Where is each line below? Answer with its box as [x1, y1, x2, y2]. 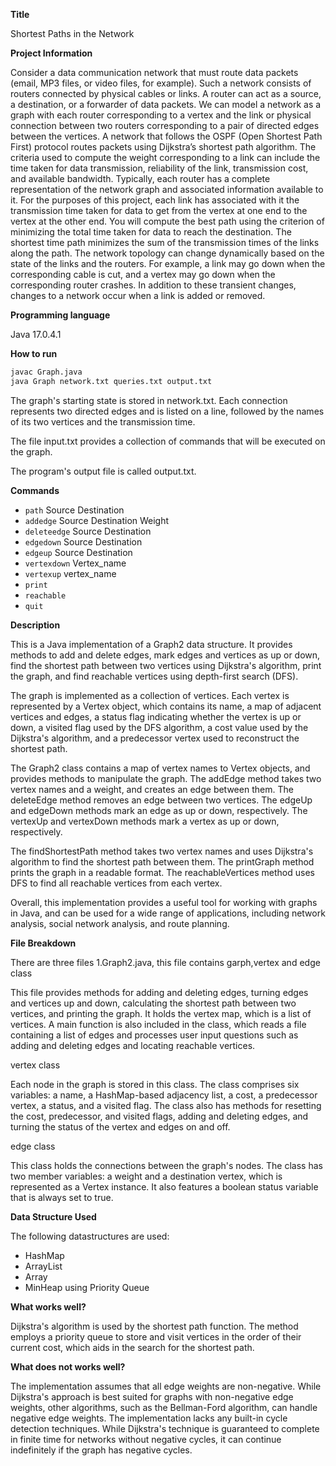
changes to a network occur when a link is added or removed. [10, 290, 266, 301]
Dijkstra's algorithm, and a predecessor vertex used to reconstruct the [10, 732, 300, 744]
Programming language [10, 309, 111, 321]
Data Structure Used [10, 1210, 97, 1223]
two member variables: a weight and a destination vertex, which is [10, 1170, 283, 1182]
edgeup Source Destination [24, 546, 133, 558]
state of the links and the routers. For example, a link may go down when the [10, 258, 326, 269]
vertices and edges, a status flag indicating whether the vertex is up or [10, 710, 302, 723]
